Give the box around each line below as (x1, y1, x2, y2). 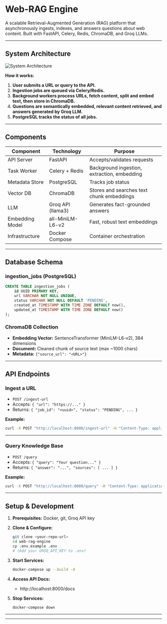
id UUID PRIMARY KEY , (14, 289, 59, 294)
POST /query (12, 454, 37, 460)
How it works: (5, 72, 35, 78)
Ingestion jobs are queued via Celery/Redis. (12, 87, 105, 93)
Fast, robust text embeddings (89, 218, 158, 225)
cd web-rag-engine (12, 539, 51, 544)
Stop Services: (12, 595, 44, 601)
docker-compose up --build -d (12, 567, 76, 572)
